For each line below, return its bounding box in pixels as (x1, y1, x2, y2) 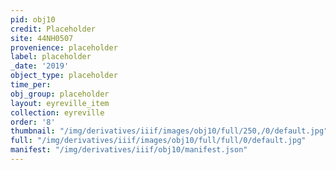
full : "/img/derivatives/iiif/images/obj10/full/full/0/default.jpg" (10, 136, 307, 146)
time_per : (10, 80, 52, 90)
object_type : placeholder (10, 71, 118, 81)
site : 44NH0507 (10, 33, 74, 43)
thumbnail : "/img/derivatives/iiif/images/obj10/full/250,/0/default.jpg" (10, 126, 329, 136)
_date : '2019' (10, 61, 70, 71)
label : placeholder (10, 52, 92, 62)
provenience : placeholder (10, 42, 118, 53)
